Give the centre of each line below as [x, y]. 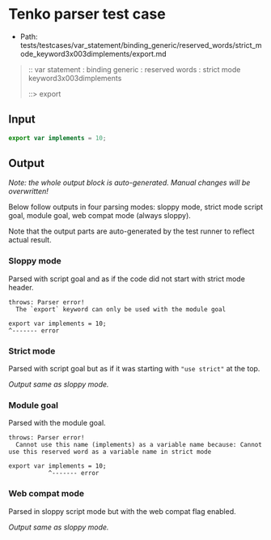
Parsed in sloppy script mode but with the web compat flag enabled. [122, 511]
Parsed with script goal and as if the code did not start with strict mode [127, 279]
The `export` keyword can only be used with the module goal [121, 309]
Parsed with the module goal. [57, 423]
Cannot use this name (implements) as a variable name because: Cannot [139, 445]
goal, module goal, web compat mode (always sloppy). [100, 216]
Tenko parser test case [87, 14]
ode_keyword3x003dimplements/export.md [93, 54]
